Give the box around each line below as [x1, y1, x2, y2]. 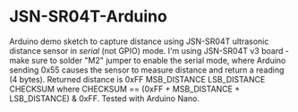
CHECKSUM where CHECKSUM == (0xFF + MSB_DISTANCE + [9, 83, 241, 94]
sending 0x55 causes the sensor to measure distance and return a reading [9, 65, 285, 75]
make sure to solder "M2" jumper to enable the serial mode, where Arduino [9, 55, 286, 65]
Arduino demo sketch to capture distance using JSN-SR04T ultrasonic [9, 36, 269, 47]
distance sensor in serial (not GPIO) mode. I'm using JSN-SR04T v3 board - [9, 45, 289, 56]
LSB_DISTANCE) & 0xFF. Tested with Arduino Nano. [9, 92, 200, 104]
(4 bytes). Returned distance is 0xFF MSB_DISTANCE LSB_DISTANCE [9, 73, 266, 84]
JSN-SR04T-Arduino [9, 6, 167, 27]
